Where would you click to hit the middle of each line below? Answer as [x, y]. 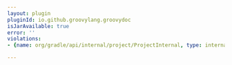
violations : [24, 39]
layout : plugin [29, 13]
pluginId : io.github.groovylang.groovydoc [69, 20]
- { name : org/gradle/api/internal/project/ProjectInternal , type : [105, 45]
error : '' [21, 32]
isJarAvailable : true [38, 26]
